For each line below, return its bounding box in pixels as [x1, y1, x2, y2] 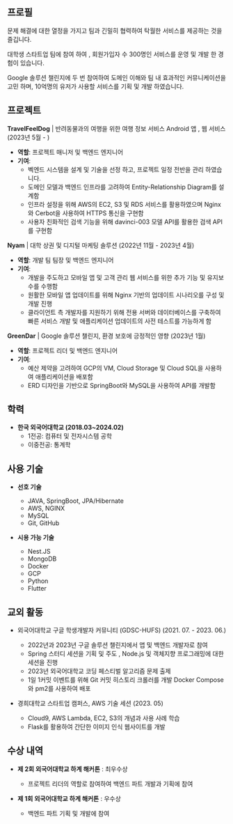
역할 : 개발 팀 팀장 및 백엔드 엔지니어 [17, 256, 114, 264]
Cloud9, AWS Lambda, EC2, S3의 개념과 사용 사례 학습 [27, 714, 180, 722]
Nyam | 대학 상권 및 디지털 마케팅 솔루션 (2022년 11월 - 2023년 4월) [7, 241, 195, 249]
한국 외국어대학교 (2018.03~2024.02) [17, 423, 124, 432]
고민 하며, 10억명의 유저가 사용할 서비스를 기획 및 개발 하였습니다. [7, 82, 184, 91]
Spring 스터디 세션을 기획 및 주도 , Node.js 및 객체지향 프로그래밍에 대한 [27, 650, 224, 658]
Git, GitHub [27, 519, 60, 527]
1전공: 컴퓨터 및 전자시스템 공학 [27, 432, 113, 440]
